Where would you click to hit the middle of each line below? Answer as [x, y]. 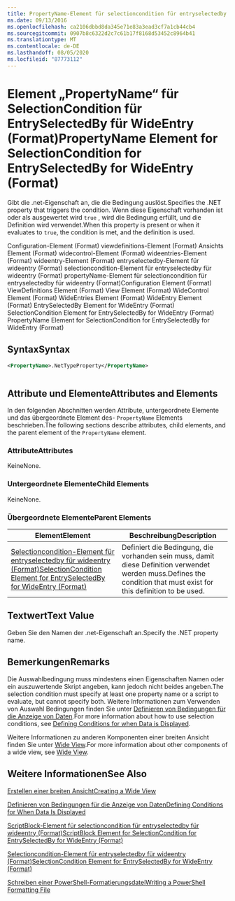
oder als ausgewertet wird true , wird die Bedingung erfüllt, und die [104, 217]
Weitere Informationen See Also [77, 774]
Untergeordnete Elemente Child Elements [78, 484]
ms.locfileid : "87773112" [45, 59]
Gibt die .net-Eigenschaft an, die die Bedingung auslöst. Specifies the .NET [114, 202]
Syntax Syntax [39, 349]
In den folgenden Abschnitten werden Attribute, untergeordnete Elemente [113, 411]
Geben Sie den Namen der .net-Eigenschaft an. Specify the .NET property [113, 632]
